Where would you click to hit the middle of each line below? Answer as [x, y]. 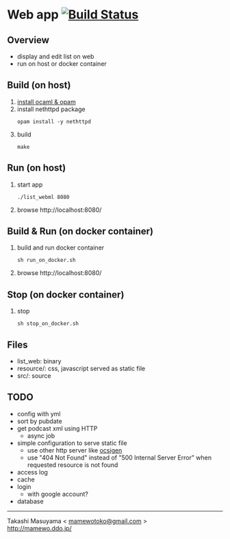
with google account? [58, 494]
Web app [33, 15]
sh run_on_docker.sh [46, 261]
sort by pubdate [40, 421]
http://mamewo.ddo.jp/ [39, 528]
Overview [28, 40]
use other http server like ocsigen [75, 450]
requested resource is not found [73, 465]
